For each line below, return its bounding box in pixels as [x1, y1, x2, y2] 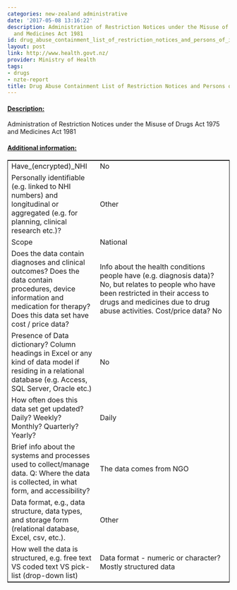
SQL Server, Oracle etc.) [11, 383, 92, 393]
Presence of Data [11, 330, 69, 340]
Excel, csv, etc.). [11, 532, 66, 542]
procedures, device [11, 284, 76, 294]
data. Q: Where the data [11, 468, 90, 478]
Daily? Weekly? [11, 412, 62, 422]
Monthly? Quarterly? [11, 421, 79, 431]
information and [11, 292, 64, 302]
